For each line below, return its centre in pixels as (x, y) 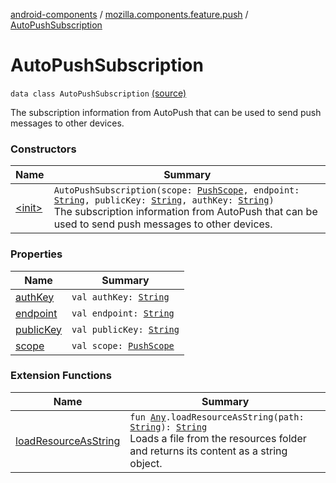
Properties (36, 254)
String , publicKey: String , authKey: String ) (164, 200)
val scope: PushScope (123, 345)
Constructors (43, 149)
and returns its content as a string (208, 451)
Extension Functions (61, 376)
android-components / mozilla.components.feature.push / (129, 14)
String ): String (168, 427)
